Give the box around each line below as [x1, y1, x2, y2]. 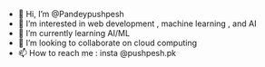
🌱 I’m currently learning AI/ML [17, 28, 130, 38]
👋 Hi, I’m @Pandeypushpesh [17, 9, 124, 19]
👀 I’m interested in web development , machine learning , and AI [17, 18, 257, 29]
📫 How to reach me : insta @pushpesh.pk [17, 48, 177, 58]
